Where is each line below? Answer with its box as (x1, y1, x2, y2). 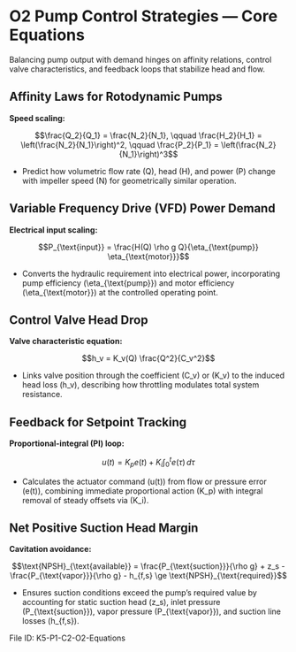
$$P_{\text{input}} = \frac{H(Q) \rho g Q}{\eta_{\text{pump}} (38, 242, 259, 252)
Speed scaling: (9, 112, 65, 123)
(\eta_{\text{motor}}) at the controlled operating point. (21, 287, 218, 297)
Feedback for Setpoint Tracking (9, 414, 187, 430)
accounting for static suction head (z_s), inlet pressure (21, 597, 221, 608)
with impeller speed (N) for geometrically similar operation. (21, 175, 237, 186)
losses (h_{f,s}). (21, 616, 80, 626)
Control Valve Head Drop (9, 312, 148, 327)
